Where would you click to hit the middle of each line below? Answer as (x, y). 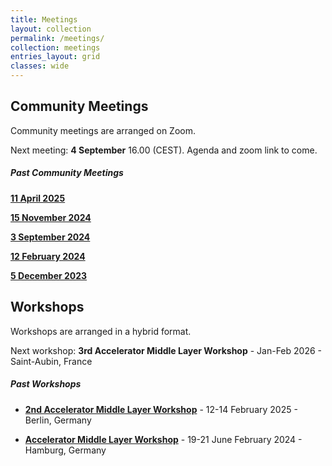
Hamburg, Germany (65, 450)
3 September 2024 (50, 237)
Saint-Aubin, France (51, 361)
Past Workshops (46, 384)
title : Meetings (44, 19)
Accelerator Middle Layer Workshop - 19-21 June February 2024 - (163, 439)
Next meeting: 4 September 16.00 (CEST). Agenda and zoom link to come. (164, 150)
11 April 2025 (38, 198)
